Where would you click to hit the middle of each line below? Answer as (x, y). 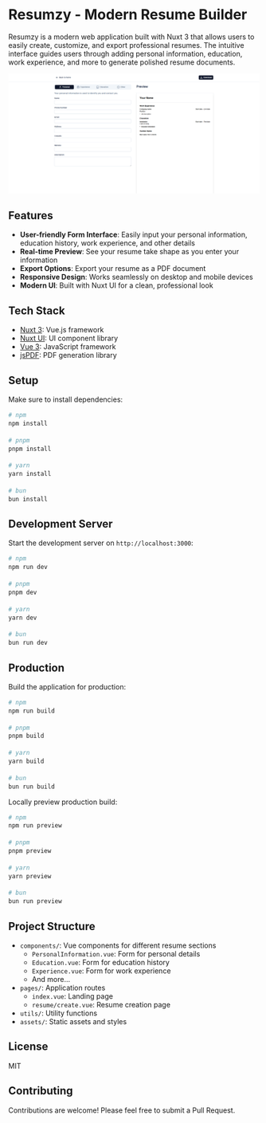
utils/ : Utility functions (59, 1013)
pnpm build (26, 736)
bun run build (32, 787)
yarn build (26, 762)
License (28, 1047)
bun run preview (35, 901)
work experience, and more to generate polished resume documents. (122, 62)
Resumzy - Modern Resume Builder (128, 15)
